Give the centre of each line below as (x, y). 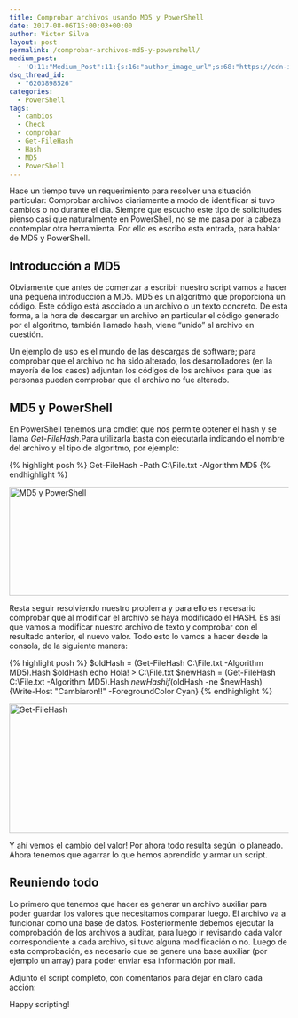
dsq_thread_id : (37, 75)
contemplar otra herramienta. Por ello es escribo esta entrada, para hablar (145, 229)
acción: (23, 987)
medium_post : (33, 59)
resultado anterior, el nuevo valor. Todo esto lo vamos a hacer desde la (139, 636)
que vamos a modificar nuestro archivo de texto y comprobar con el (133, 627)
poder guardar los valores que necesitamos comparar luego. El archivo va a (148, 913)
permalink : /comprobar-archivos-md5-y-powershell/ (105, 51)
